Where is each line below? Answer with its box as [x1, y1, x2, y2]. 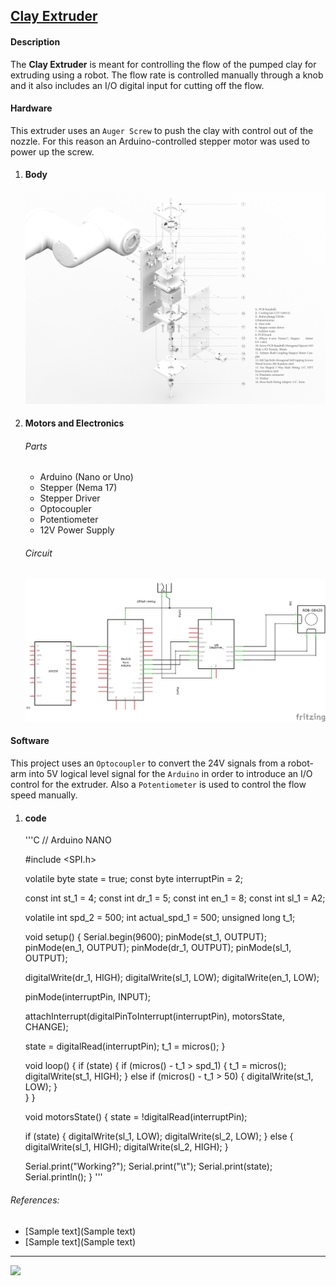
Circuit [24, 547, 53, 559]
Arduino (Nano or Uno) [39, 471, 134, 483]
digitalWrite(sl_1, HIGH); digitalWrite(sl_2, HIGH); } [24, 1141, 229, 1153]
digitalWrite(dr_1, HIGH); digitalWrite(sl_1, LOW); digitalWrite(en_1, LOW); [24, 972, 320, 984]
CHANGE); [24, 1021, 69, 1033]
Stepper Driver [39, 492, 101, 504]
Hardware [10, 102, 53, 114]
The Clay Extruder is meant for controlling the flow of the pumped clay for [10, 58, 317, 70]
